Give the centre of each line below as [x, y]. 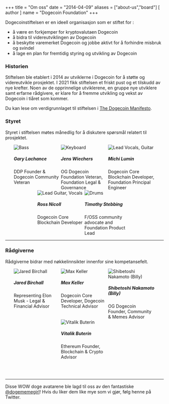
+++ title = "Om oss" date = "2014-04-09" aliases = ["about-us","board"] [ [82, 7]
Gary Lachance [30, 159]
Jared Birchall [29, 283]
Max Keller [72, 283]
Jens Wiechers [77, 159]
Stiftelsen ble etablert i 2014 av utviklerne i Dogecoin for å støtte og [75, 77]
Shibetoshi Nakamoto [131, 288]
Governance [74, 187]
